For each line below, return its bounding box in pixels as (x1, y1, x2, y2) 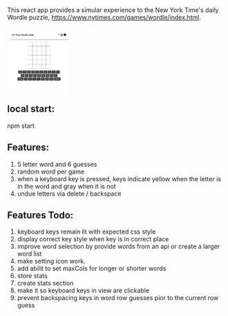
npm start (7, 121, 35, 130)
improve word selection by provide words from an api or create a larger (17, 242, 220, 251)
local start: (7, 103, 55, 115)
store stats (17, 272, 48, 280)
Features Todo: (7, 210, 74, 221)
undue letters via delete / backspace (17, 189, 122, 198)
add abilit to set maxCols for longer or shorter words (17, 264, 167, 272)
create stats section (17, 279, 74, 288)
